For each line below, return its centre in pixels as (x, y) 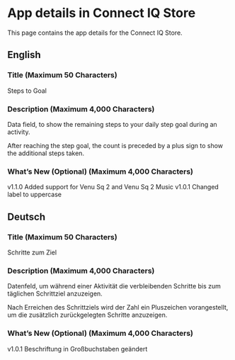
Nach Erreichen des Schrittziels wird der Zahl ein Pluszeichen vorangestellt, (118, 308)
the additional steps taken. (46, 153)
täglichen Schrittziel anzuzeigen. (55, 294)
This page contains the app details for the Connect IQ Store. (95, 33)
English (24, 55)
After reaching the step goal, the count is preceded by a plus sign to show (115, 145)
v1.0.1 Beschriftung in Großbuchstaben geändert (78, 349)
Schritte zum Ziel (32, 252)
